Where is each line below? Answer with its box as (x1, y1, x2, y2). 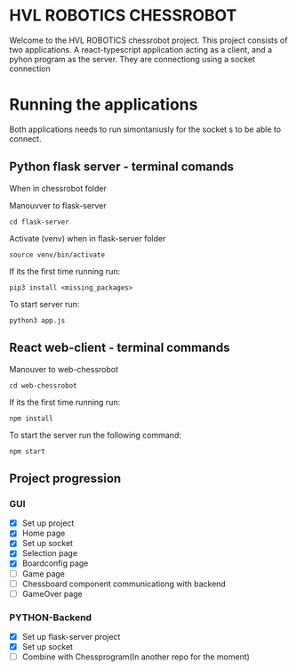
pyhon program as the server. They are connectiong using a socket (9, 53, 256, 64)
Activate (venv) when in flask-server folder (9, 233, 166, 243)
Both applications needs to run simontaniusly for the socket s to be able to (9, 124, 282, 135)
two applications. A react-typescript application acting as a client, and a (9, 44, 273, 54)
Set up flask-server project (21, 631, 121, 642)
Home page (21, 528, 66, 539)
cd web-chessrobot (9, 381, 77, 390)
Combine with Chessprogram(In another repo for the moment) (21, 651, 251, 662)
